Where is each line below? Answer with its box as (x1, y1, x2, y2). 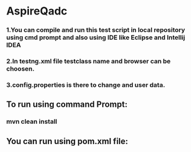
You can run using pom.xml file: (6, 136, 129, 146)
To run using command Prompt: (6, 100, 128, 110)
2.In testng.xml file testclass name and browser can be (6, 57, 171, 66)
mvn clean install (6, 118, 57, 126)
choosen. (6, 65, 35, 73)
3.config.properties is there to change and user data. (6, 80, 166, 89)
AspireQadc (6, 4, 68, 18)
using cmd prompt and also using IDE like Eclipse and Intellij (6, 33, 186, 42)
